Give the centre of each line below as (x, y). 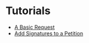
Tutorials (28, 11)
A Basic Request (34, 27)
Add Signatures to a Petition (49, 33)
